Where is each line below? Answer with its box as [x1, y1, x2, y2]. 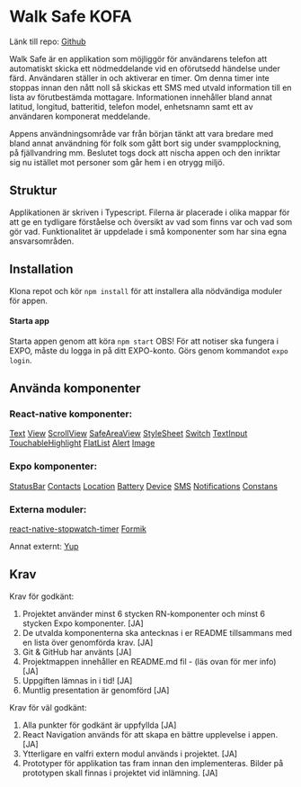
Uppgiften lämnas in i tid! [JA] [22, 675, 133, 685]
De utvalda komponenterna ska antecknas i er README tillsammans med [22, 627, 293, 638]
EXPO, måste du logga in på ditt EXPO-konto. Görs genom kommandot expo [9, 344, 289, 356]
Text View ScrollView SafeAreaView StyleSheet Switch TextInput [9, 428, 248, 439]
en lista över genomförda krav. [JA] [22, 637, 154, 648]
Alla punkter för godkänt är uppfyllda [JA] [22, 720, 177, 730]
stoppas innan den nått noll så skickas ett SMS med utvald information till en [9, 82, 292, 93]
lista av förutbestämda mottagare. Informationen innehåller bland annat [9, 92, 272, 103]
